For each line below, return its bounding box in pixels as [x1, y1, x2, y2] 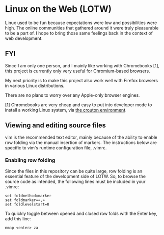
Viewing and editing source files [5, 121, 106, 130]
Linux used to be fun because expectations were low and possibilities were [5, 20, 157, 26]
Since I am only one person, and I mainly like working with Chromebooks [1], [5, 62, 160, 68]
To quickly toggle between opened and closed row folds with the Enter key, [5, 210, 158, 216]
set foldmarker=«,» [5, 198, 45, 203]
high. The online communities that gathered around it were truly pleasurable [5, 25, 159, 30]
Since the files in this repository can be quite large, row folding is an [5, 168, 142, 174]
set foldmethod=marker [5, 193, 52, 198]
